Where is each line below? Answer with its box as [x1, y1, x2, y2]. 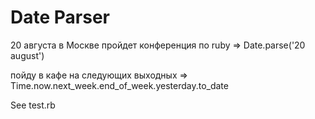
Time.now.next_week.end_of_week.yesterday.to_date [10, 79, 229, 91]
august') [10, 49, 45, 61]
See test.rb [10, 99, 56, 111]
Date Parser [10, 6, 110, 29]
